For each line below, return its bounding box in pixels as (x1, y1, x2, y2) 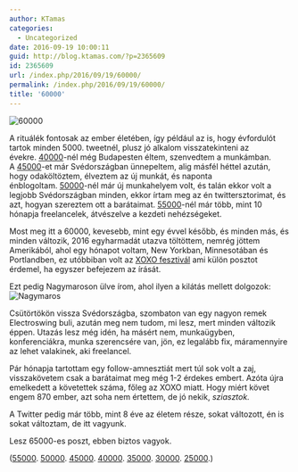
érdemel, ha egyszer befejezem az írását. (9, 263, 161, 274)
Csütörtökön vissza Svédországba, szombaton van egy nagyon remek (9, 308, 268, 319)
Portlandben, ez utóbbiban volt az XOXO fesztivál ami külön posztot (9, 254, 259, 265)
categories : (9, 23, 54, 33)
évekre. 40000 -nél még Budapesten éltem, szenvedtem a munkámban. (9, 152, 272, 162)
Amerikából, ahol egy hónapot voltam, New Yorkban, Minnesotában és (9, 244, 269, 255)
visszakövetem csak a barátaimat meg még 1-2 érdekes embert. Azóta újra (9, 372, 284, 383)
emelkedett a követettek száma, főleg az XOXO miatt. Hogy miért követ (9, 382, 270, 393)
